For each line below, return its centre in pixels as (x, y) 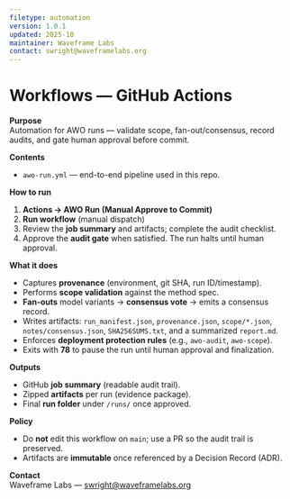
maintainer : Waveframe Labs (62, 43)
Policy (21, 422)
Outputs (25, 367)
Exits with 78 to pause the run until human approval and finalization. (148, 350)
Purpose (26, 121)
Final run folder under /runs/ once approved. (107, 404)
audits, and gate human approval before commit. (100, 140)
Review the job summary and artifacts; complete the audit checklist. (149, 229)
